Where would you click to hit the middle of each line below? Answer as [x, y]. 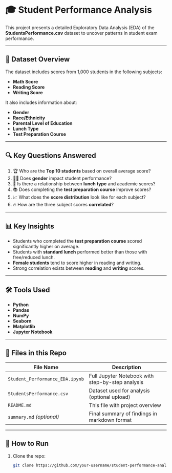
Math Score [25, 81]
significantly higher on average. [46, 247]
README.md [20, 405]
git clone [23, 465]
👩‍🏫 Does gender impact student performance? [62, 178]
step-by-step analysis [116, 382]
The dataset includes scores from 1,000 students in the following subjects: [84, 72]
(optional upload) [110, 397]
